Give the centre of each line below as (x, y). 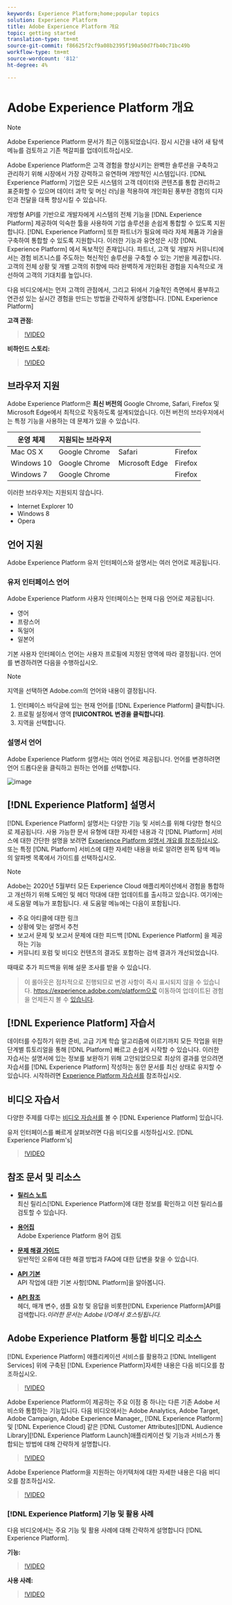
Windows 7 (29, 475)
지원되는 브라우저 (85, 440)
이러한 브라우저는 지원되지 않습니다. (55, 493)
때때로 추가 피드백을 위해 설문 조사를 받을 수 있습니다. (79, 967)
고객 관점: (20, 320)
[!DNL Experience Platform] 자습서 (81, 1023)
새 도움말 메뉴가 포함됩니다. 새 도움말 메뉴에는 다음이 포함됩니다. (94, 903)
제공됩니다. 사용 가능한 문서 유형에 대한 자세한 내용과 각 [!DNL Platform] (112, 831)
